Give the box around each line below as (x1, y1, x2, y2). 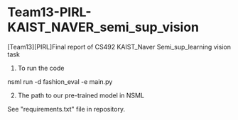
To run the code (17, 64, 65, 72)
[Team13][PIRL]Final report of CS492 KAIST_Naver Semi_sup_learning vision (7, 42, 231, 51)
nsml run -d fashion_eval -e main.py (7, 77, 113, 85)
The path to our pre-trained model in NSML (17, 91, 144, 100)
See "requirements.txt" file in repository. (7, 104, 126, 113)
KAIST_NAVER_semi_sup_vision (7, 19, 200, 35)
